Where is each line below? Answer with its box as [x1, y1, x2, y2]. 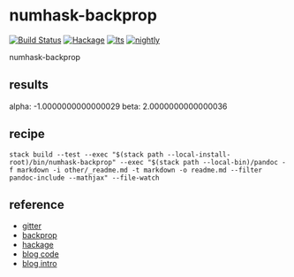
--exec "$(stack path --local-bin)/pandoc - [119, 158, 287, 166]
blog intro [21, 258, 57, 269]
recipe [9, 127, 46, 142]
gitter [21, 220, 42, 231]
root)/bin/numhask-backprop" [9, 158, 117, 166]
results [9, 77, 49, 93]
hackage [21, 240, 55, 250]
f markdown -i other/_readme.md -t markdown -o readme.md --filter [9, 165, 263, 174]
